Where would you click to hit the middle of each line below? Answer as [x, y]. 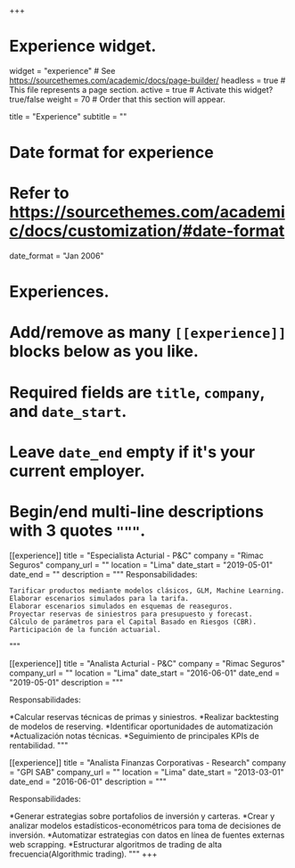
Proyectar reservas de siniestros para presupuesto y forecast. [131, 614]
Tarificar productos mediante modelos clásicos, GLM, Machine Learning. [147, 590]
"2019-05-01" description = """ [66, 682]
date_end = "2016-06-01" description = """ [88, 782]
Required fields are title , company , [137, 392]
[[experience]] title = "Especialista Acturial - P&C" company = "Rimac [137, 555]
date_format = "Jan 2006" [57, 256]
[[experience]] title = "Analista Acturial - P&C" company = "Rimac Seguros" [147, 663]
